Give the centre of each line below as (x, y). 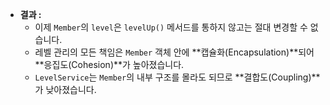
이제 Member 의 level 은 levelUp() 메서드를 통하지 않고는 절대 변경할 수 (171, 27)
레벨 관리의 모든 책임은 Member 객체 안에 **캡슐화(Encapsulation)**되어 (174, 52)
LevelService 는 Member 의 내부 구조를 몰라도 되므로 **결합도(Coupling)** (177, 77)
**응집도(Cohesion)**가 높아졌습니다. (109, 64)
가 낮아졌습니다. (65, 89)
